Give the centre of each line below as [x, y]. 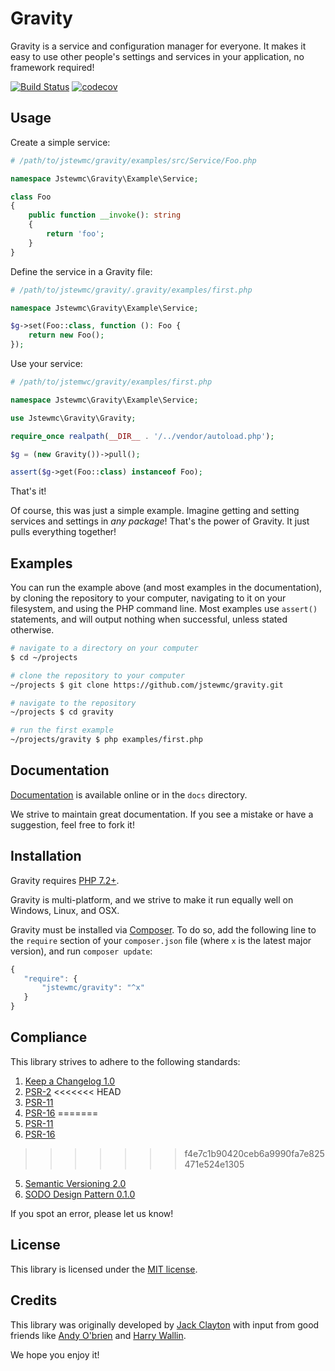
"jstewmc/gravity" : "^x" [93, 988]
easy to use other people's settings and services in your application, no [157, 56]
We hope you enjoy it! [55, 1354]
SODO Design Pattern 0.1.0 [80, 1194]
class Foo [31, 197]
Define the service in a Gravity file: [81, 271]
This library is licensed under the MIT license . [104, 1269]
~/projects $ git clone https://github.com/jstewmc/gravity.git [147, 685]
